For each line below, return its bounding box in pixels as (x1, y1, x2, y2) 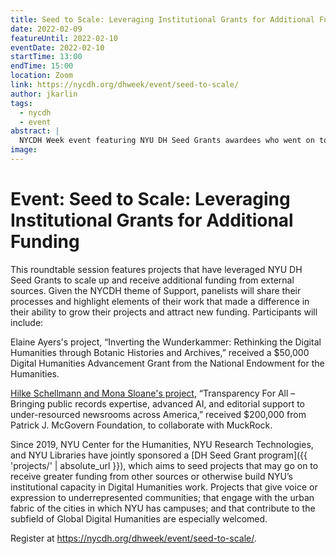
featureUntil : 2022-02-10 (10, 33, 118, 43)
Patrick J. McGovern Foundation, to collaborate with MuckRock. (10, 419, 273, 431)
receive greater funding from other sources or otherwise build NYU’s (10, 470, 293, 482)
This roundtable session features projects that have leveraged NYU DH (10, 263, 303, 275)
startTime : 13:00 (10, 52, 83, 62)
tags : (10, 98, 33, 108)
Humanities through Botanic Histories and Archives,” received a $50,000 (10, 346, 310, 358)
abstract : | (10, 126, 60, 136)
